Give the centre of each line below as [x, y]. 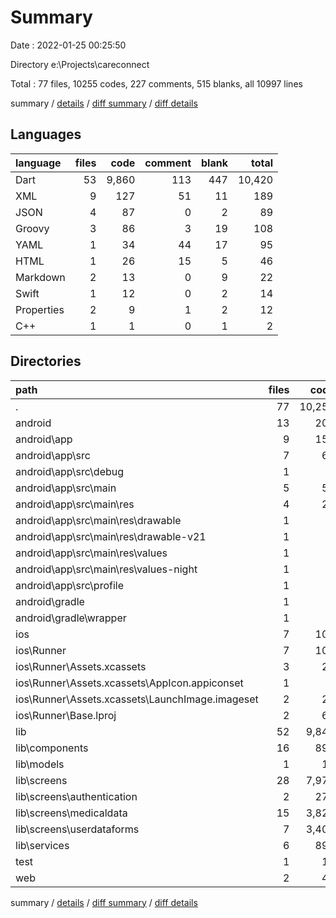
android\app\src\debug [70, 471]
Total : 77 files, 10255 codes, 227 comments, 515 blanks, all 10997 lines [156, 83]
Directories [46, 361]
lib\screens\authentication [76, 796]
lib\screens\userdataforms [77, 829]
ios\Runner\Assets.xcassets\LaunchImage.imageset [137, 699]
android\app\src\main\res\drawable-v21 [111, 536]
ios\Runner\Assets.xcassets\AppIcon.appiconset [129, 683]
